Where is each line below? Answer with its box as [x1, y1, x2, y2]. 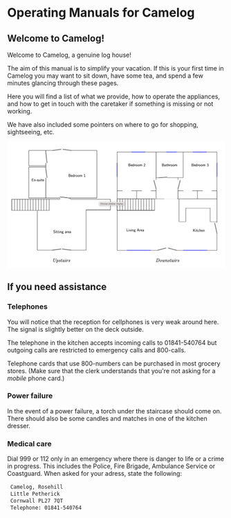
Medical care [7, 438, 52, 448]
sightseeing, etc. [7, 128, 55, 136]
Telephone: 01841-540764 [10, 504, 82, 512]
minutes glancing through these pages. [7, 79, 119, 87]
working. [7, 107, 33, 115]
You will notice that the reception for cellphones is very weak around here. [7, 317, 219, 326]
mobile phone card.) [7, 374, 65, 382]
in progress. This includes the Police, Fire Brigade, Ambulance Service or [7, 462, 216, 470]
